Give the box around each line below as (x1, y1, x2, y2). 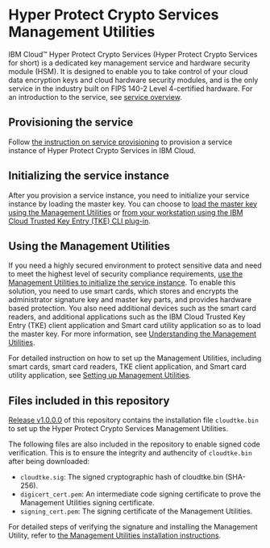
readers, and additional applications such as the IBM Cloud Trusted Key (8, 312, 246, 322)
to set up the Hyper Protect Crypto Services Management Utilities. (8, 424, 229, 434)
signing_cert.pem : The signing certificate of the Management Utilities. (19, 506, 253, 517)
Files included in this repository (8, 393, 170, 408)
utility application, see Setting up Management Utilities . (8, 371, 192, 380)
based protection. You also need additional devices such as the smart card (8, 304, 256, 313)
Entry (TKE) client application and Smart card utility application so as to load (8, 321, 262, 330)
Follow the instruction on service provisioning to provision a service (8, 137, 233, 147)
